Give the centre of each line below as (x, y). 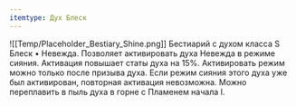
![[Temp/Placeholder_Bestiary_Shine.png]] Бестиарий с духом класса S (145, 43)
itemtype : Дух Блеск (48, 18)
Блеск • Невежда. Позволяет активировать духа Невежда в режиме (143, 53)
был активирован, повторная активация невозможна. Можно (128, 82)
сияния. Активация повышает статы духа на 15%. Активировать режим (147, 63)
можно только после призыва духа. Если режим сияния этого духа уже (148, 72)
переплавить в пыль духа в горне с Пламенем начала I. (117, 92)
